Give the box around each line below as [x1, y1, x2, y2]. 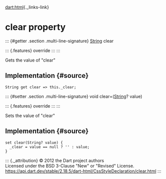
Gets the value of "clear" [5, 57, 55, 63]
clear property [5, 22, 66, 33]
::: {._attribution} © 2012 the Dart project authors [5, 157, 104, 163]
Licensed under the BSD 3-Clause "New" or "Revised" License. [5, 163, 135, 169]
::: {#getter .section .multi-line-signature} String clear [5, 38, 114, 44]
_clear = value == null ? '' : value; [9, 144, 90, 149]
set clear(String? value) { [5, 140, 63, 145]
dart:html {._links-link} [5, 4, 50, 10]
